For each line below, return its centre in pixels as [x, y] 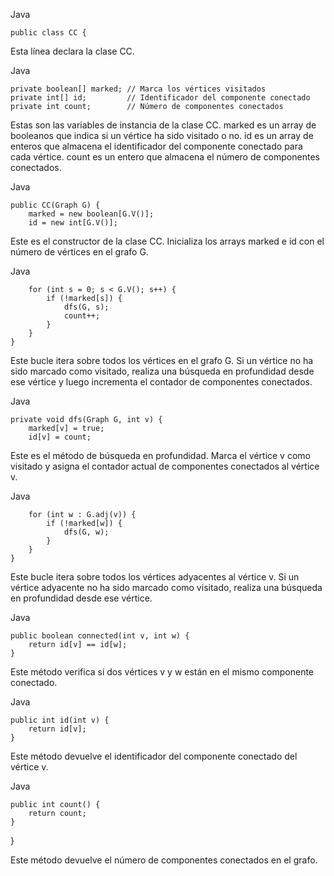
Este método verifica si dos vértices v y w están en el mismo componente [162, 672]
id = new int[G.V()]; [73, 223]
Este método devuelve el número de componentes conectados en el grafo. [164, 860]
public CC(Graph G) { [55, 205]
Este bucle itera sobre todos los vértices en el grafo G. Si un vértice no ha [162, 360]
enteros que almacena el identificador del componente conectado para [156, 146]
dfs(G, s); [86, 307]
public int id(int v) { [60, 720]
